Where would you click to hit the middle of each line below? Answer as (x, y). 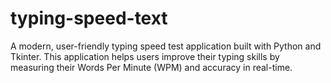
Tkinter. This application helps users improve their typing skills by (145, 56)
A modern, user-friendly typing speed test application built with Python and (166, 46)
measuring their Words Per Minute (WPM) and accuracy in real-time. (151, 67)
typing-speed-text (89, 18)
